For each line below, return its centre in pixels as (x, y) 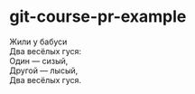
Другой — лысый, (44, 70)
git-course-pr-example (98, 17)
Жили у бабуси (38, 42)
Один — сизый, (39, 61)
